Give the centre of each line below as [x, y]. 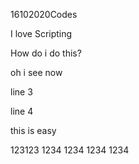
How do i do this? [46, 53]
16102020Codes [44, 14]
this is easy [33, 130]
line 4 [22, 111]
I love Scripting [41, 33]
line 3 [21, 92]
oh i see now [36, 72]
